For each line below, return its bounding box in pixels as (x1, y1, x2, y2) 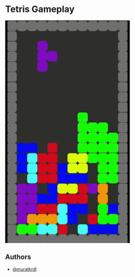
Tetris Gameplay (5, 4, 75, 15)
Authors (5, 253, 31, 261)
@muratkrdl (12, 266, 37, 272)
